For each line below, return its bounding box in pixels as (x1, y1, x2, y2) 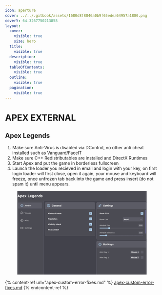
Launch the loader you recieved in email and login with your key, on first (12, 165, 157, 171)
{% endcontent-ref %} (23, 285, 69, 291)
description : (9, 54, 36, 59)
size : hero (14, 39, 36, 44)
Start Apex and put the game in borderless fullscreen (12, 160, 119, 166)
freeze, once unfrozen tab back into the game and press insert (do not (12, 176, 154, 182)
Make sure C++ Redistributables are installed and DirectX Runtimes (12, 155, 148, 161)
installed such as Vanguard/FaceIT (12, 150, 82, 156)
